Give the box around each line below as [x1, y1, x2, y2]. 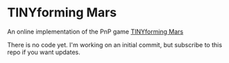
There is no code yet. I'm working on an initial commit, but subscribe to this [7, 40, 223, 49]
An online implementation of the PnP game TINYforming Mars [7, 27, 184, 36]
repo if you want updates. [7, 48, 81, 56]
